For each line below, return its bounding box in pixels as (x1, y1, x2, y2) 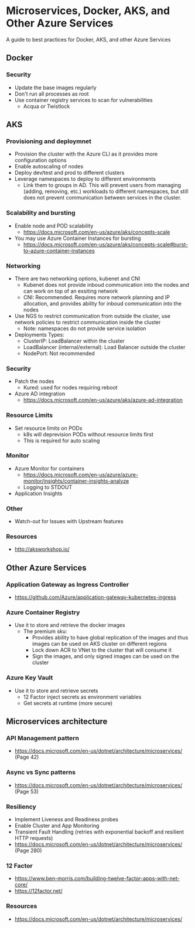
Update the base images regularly (14, 84, 97, 91)
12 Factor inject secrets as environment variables (23, 693, 142, 700)
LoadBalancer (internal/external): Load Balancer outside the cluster (23, 343, 186, 350)
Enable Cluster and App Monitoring (14, 822, 100, 829)
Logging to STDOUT (23, 483, 73, 490)
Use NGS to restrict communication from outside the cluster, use (14, 312, 171, 319)
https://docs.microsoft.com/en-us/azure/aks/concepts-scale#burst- (23, 241, 189, 248)
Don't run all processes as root (14, 90, 89, 97)
